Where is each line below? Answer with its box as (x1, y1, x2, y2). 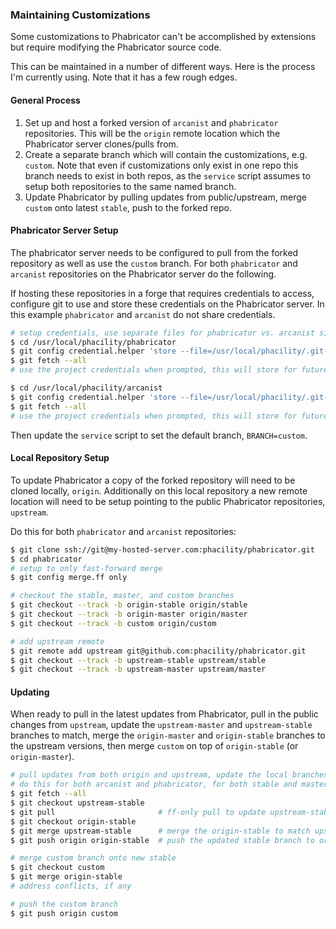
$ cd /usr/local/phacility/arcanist (10, 383, 163, 393)
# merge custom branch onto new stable (10, 853, 177, 863)
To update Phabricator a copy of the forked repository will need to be (10, 474, 296, 486)
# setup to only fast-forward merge (10, 563, 163, 573)
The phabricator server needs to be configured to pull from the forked (10, 246, 299, 258)
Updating (10, 686, 50, 698)
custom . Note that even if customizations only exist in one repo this (24, 159, 299, 171)
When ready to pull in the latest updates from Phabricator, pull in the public (10, 708, 319, 720)
